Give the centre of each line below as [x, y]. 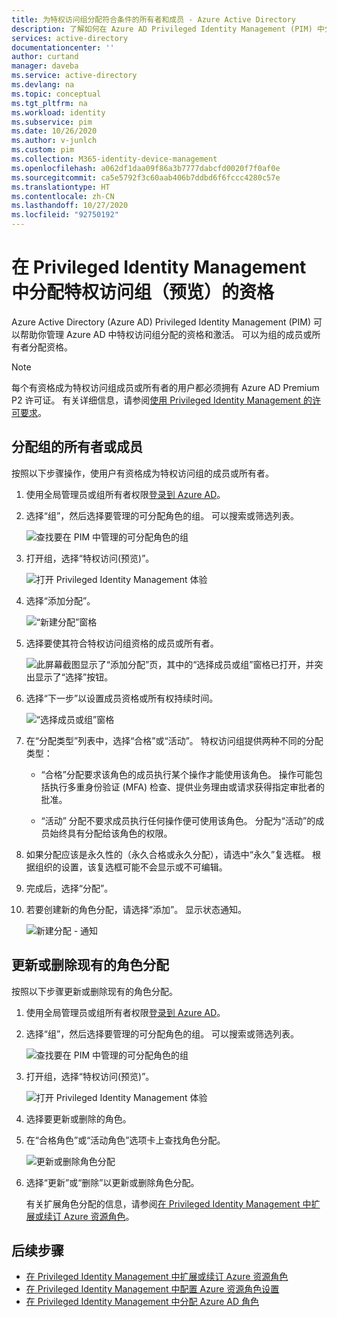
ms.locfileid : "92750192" [65, 215]
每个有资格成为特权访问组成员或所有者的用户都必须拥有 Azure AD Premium [165, 387]
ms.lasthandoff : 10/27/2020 [70, 206]
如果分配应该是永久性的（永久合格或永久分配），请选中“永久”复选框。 [168, 854]
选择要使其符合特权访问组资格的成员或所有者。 [122, 643]
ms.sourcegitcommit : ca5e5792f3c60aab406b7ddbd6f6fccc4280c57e [146, 177]
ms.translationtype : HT [61, 187]
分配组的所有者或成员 [77, 447]
